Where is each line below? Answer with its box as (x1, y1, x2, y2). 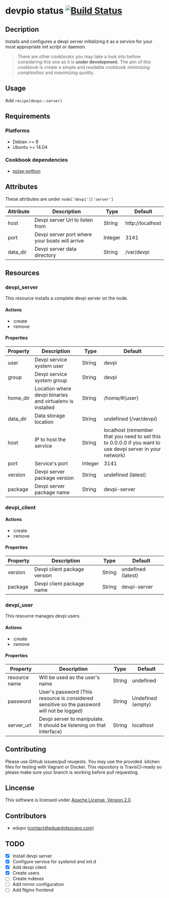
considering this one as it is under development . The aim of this (17, 59, 151, 65)
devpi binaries (34, 391, 68, 398)
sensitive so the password (39, 701, 101, 708)
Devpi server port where (34, 231, 92, 238)
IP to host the (34, 436, 66, 443)
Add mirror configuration (12, 881, 64, 887)
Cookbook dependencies (5, 157, 68, 164)
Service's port (34, 460, 68, 467)
